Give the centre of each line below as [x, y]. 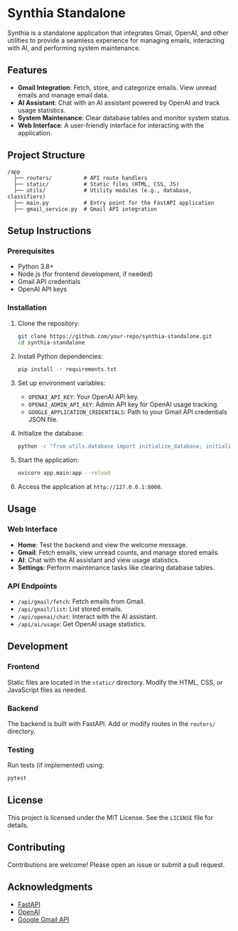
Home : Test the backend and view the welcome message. [103, 545]
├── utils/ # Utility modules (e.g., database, [103, 190]
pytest [17, 778]
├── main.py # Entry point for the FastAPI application [114, 203]
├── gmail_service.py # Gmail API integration [86, 209]
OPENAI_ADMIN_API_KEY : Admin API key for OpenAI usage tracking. [123, 404]
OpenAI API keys [42, 289]
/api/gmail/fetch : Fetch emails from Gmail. [81, 601]
